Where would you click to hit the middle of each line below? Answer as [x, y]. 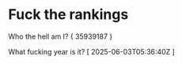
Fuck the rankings [68, 15]
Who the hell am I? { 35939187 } [61, 36]
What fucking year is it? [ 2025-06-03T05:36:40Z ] [92, 51]
